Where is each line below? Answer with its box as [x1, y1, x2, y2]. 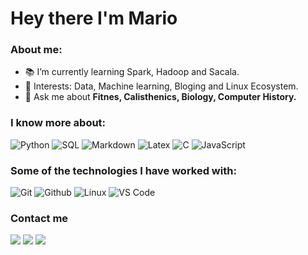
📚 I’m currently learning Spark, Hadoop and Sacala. [24, 66, 240, 78]
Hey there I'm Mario [10, 7, 178, 30]
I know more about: [10, 116, 107, 130]
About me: [10, 43, 63, 57]
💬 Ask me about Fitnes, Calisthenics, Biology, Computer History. [24, 91, 297, 103]
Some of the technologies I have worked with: [10, 163, 237, 177]
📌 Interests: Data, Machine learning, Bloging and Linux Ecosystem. [24, 80, 299, 92]
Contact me [10, 212, 69, 225]
